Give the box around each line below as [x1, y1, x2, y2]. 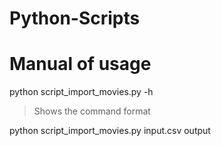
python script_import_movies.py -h [9, 86, 154, 98]
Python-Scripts [9, 7, 141, 30]
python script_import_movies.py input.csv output [9, 125, 211, 137]
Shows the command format [33, 105, 151, 117]
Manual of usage [9, 53, 152, 76]
